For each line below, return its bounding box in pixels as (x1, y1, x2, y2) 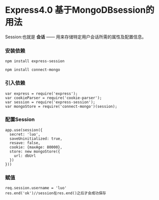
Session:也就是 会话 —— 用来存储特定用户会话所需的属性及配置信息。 (5, 34, 146, 40)
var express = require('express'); (5, 91, 78, 96)
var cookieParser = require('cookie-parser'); (5, 95, 102, 100)
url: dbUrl (14, 153, 36, 158)
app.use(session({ (5, 127, 43, 132)
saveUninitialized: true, (9, 136, 63, 141)
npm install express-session (5, 59, 65, 64)
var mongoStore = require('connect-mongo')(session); (5, 104, 118, 109)
